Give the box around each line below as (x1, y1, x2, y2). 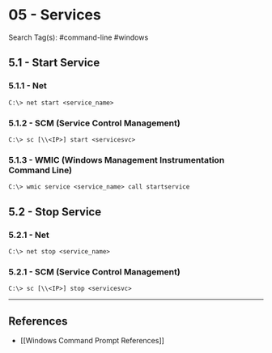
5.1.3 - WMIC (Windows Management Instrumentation (8, 154, 225, 165)
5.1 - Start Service (8, 56, 100, 70)
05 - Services (8, 6, 101, 24)
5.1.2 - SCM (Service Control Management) (8, 117, 181, 129)
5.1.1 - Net (8, 80, 47, 91)
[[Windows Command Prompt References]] (19, 336, 164, 346)
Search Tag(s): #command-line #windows (8, 32, 149, 42)
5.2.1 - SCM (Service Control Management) (8, 266, 181, 277)
